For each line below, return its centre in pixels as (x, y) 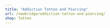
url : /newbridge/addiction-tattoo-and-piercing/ (55, 14)
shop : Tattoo (18, 18)
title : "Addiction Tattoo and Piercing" (47, 9)
